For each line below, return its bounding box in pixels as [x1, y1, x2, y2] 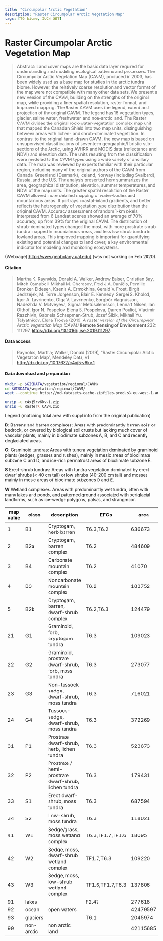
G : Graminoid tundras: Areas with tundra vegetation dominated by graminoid [5, 447, 158, 453]
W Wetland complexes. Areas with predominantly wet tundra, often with [5, 487, 149, 493]
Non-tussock [48, 681, 79, 688]
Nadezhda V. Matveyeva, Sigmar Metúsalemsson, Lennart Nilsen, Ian [16, 302, 155, 307]
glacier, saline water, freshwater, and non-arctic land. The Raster [16, 115, 147, 121]
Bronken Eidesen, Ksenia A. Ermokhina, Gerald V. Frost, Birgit [16, 286, 140, 292]
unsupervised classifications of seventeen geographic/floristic [16, 141, 142, 147]
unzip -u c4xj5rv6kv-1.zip [5, 399, 60, 404]
